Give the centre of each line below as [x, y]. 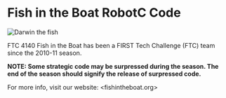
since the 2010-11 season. [45, 53]
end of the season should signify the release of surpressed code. [104, 74]
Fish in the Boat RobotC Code [94, 13]
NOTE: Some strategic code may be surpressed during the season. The [113, 66]
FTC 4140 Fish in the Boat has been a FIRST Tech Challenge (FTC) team [111, 45]
